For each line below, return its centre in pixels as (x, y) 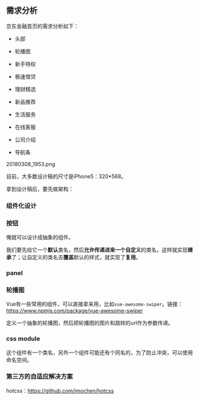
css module (23, 339)
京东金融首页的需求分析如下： (42, 26)
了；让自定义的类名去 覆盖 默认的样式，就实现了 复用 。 (76, 258)
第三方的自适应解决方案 (39, 377)
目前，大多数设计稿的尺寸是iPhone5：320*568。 (66, 176)
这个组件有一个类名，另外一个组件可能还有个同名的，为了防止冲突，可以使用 (99, 353)
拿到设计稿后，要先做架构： (40, 189)
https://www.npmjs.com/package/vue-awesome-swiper (75, 311)
